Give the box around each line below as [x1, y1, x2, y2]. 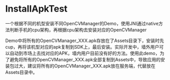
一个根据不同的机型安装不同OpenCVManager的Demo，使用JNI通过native [5, 20, 159, 26]
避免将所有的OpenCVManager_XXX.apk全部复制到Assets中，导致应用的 [9, 56, 161, 62]
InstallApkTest [5, 3, 68, 15]
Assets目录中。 [5, 69, 38, 75]
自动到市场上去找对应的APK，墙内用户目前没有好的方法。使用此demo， [9, 50, 160, 56]
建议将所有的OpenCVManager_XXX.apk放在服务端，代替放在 [27, 63, 156, 69]
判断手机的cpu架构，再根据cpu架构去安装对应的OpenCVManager [9, 26, 147, 33]
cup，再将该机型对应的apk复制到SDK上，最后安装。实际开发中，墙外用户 [5, 44, 159, 50]
